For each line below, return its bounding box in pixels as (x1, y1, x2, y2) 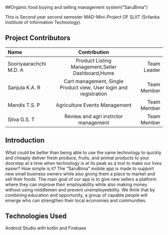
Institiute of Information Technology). (5, 20, 81, 25)
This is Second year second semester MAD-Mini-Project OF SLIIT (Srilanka (5, 14, 160, 20)
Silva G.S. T (7, 116, 35, 123)
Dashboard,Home (73, 70, 114, 77)
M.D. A (7, 66, 23, 73)
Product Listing (75, 57, 111, 64)
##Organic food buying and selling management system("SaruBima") (5, 5, 148, 10)
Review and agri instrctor (64, 113, 123, 120)
